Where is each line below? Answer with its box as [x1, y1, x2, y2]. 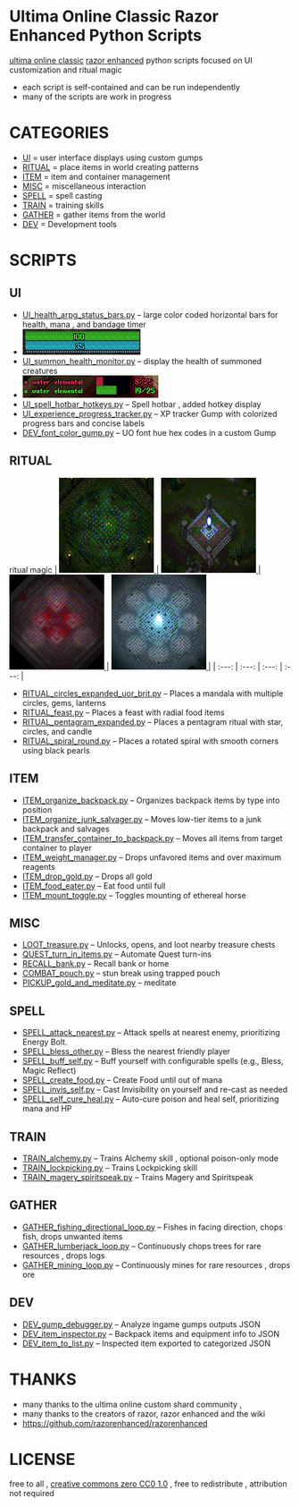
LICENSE [9, 1449, 76, 1469]
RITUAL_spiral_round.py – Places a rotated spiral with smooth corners [21, 736, 279, 746]
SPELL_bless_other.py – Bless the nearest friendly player [21, 1046, 230, 1057]
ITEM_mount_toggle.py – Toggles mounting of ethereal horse [21, 890, 247, 900]
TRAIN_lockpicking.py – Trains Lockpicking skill [21, 1162, 198, 1173]
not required [9, 1488, 55, 1499]
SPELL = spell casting [21, 190, 103, 200]
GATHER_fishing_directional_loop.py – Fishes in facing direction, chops [21, 1222, 284, 1232]
